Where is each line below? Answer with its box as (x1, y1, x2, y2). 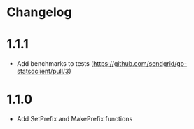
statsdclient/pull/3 (16, 67, 69, 76)
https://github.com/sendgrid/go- (93, 60, 187, 68)
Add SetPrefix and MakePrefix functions (16, 115, 133, 123)
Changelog (6, 4, 72, 20)
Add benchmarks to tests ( (16, 60, 94, 68)
